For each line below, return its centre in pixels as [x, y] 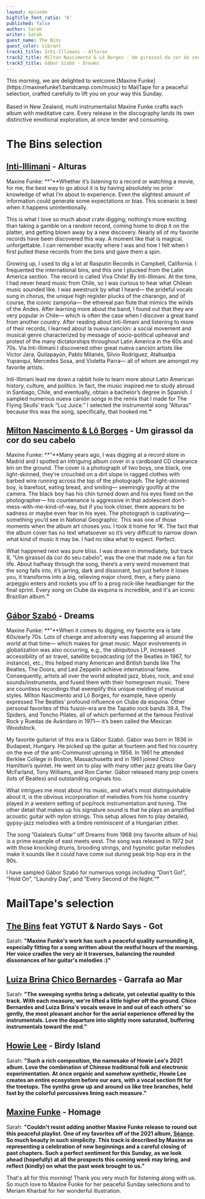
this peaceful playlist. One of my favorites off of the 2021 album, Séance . [101, 1133]
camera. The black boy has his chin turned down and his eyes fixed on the [100, 494]
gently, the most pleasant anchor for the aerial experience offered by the [100, 1013]
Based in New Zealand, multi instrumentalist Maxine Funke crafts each [95, 106]
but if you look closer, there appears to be [131, 507]
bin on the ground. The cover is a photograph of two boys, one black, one [99, 468]
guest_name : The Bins [34, 40]
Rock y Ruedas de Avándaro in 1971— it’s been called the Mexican [89, 721]
